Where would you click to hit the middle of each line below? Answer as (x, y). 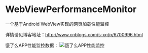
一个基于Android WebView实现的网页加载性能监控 (57, 24)
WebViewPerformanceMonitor (71, 9)
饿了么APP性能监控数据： (32, 45)
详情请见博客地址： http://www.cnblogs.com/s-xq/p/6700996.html (74, 34)
